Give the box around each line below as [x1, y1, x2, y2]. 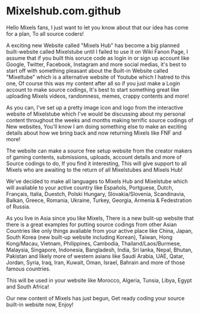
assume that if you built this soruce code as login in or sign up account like [6, 54, 190, 61]
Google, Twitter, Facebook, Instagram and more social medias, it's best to [6, 61, 187, 68]
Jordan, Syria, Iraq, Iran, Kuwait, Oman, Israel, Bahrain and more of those [6, 259, 186, 266]
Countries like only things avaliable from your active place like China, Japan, [6, 227, 193, 234]
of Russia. [6, 203, 31, 210]
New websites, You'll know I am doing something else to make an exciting [6, 123, 187, 130]
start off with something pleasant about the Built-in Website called [6, 67, 168, 74]
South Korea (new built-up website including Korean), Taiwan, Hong [6, 234, 173, 241]
